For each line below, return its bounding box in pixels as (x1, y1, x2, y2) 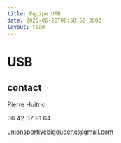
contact (7, 82, 42, 94)
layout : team (7, 23, 45, 30)
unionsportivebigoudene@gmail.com (7, 128, 114, 136)
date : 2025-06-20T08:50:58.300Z (7, 17, 101, 24)
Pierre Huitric (7, 100, 45, 109)
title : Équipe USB (7, 10, 61, 18)
